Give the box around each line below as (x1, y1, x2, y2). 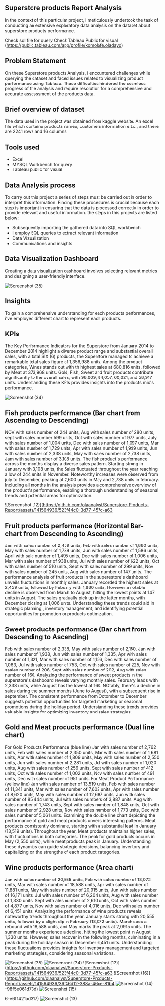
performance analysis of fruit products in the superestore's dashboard (5, 574, 148, 580)
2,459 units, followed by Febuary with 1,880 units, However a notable (5, 585, 145, 590)
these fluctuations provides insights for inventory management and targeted (5, 945, 160, 951)
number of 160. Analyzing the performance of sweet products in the (5, 672, 143, 678)
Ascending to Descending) (5, 416, 89, 424)
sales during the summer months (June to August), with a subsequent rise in (5, 688, 161, 694)
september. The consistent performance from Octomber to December (5, 693, 147, 699)
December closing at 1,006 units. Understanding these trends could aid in (5, 600, 154, 606)
